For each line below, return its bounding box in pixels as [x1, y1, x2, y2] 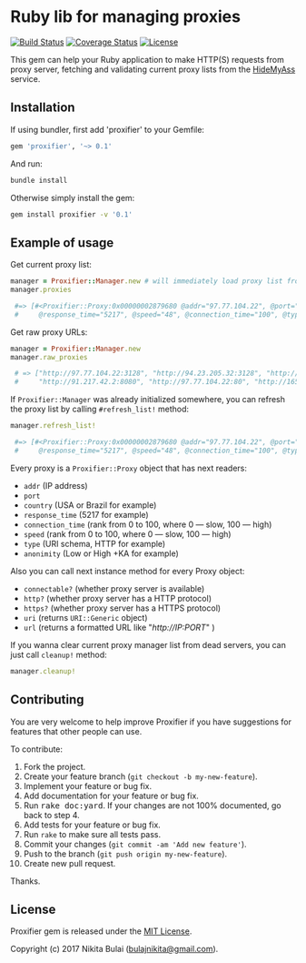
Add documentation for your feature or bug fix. [23, 790, 199, 801]
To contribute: [10, 744, 63, 755]
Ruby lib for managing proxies [10, 6, 242, 27]
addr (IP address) [23, 480, 89, 491]
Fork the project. [23, 761, 86, 772]
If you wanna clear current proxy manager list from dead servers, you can [10, 639, 287, 650]
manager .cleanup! [10, 666, 76, 675]
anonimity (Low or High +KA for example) [23, 548, 180, 559]
